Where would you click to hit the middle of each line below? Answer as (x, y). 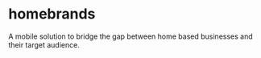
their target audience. (44, 44)
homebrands (52, 14)
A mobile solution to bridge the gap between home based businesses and (131, 36)
